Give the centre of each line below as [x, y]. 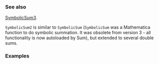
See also [16, 7]
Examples [17, 56]
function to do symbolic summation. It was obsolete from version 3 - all [78, 33]
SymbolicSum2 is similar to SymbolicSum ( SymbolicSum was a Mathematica [78, 27]
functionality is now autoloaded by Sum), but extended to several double [79, 38]
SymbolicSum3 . [21, 18]
